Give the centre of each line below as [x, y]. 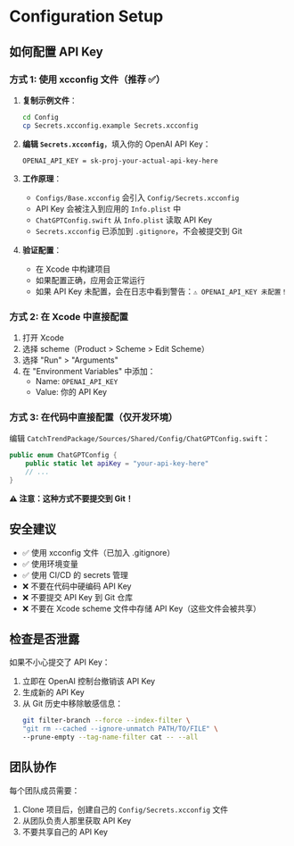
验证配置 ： [42, 250]
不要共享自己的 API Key [65, 832]
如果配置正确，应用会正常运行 [90, 280]
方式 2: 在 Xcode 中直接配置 [69, 316]
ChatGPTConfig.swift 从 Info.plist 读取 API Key [123, 220]
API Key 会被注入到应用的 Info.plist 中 [108, 208]
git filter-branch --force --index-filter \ [106, 721]
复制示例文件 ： [49, 100]
